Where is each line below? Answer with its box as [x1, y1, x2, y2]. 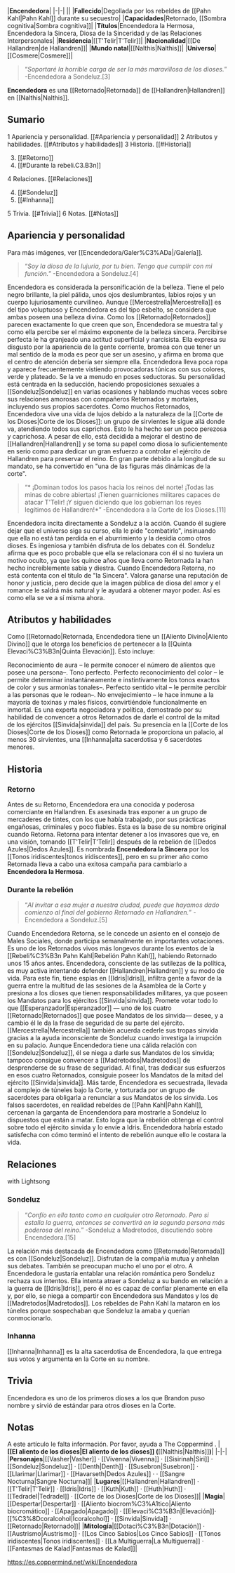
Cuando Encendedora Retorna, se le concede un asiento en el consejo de [7, 929, 220, 938]
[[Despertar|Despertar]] [7, 1499, 76, 1508]
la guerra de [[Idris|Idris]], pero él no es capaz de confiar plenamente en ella [7, 1284, 229, 1292]
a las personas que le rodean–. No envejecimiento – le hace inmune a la [7, 691, 214, 699]
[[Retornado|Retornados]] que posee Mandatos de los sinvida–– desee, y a [7, 1011, 224, 1020]
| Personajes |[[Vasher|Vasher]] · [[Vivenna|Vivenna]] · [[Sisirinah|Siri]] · [7, 1455, 213, 1464]
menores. [7, 743, 35, 751]
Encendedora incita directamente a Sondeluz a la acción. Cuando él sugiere [7, 519, 227, 527]
